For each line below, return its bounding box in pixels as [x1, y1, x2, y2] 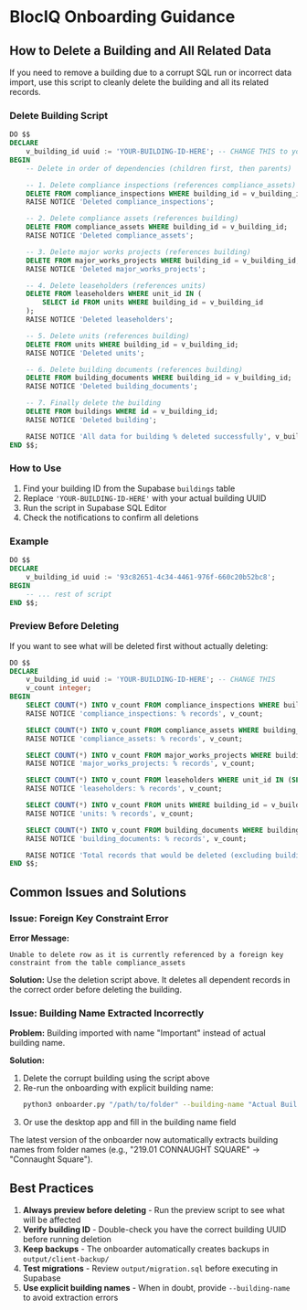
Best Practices [9, 1180, 94, 1196]
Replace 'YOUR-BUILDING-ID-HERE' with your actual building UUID [22, 492, 267, 504]
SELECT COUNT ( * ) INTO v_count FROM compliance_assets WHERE [26, 725, 259, 735]
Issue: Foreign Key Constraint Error [9, 911, 169, 924]
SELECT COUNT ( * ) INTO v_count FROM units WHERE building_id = [26, 801, 268, 810]
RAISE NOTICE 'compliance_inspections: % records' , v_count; [26, 708, 263, 719]
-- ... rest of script [26, 590, 112, 599]
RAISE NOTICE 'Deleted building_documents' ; [26, 382, 198, 391]
